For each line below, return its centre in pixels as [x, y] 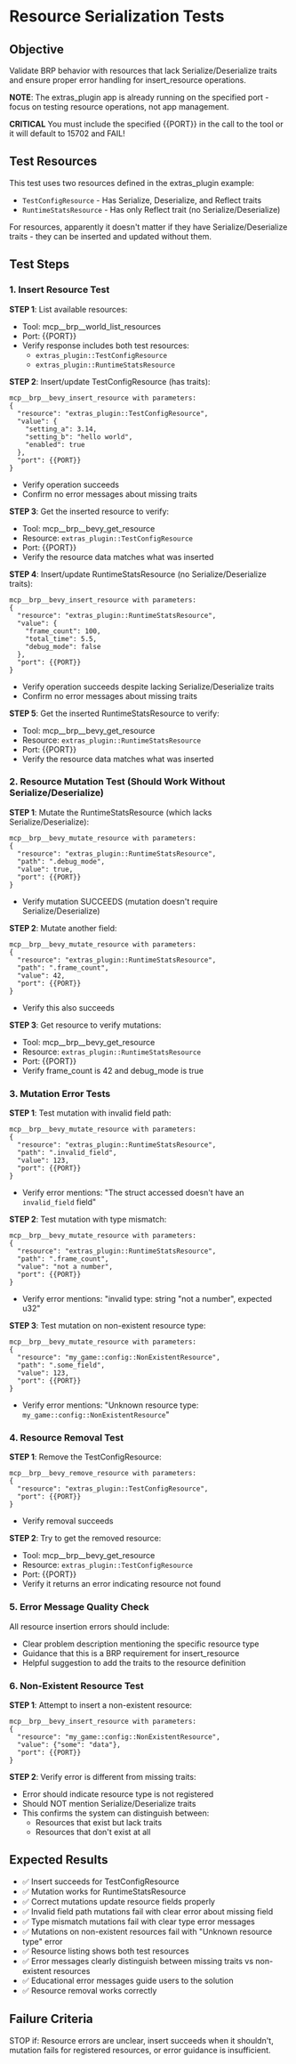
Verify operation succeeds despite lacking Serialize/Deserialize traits [148, 687]
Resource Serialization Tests [117, 16]
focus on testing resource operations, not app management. [119, 107]
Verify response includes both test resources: [105, 345]
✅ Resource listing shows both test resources [105, 1951]
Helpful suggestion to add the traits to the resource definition [134, 1662]
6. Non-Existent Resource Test [76, 1686]
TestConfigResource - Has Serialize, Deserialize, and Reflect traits [142, 200]
